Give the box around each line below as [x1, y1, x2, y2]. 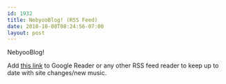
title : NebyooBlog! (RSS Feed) [7, 17, 98, 23]
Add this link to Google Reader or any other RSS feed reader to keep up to [7, 61, 219, 70]
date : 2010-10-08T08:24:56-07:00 [7, 23, 104, 30]
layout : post [7, 29, 45, 36]
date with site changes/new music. [7, 69, 107, 77]
